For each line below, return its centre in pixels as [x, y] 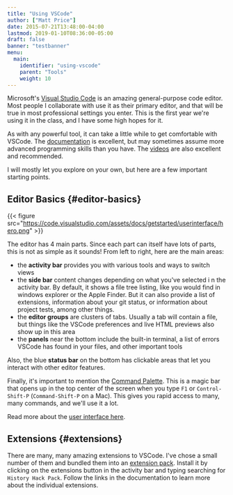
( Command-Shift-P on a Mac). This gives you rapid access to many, [126, 396]
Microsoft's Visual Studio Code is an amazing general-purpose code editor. [115, 98]
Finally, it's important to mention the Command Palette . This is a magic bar [114, 381]
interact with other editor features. [56, 367]
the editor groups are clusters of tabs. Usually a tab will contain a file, [117, 317]
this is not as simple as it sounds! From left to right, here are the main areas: [116, 252]
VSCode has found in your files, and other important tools [100, 346]
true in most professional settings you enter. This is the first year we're [109, 113]
